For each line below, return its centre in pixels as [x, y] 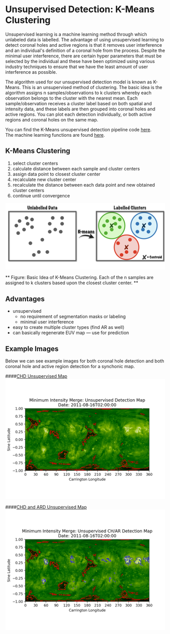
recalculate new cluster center [44, 179]
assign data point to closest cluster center [56, 174]
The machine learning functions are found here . [55, 135]
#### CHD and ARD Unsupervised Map [46, 507]
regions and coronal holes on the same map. [52, 119]
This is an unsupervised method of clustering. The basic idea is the [92, 87]
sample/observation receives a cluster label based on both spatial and [79, 103]
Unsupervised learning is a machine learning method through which [76, 34]
